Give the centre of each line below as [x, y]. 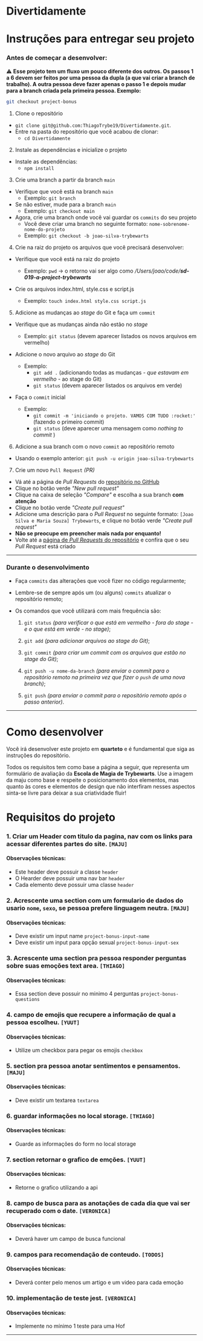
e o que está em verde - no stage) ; [67, 629]
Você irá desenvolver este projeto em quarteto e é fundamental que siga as [101, 749]
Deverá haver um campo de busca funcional [70, 1238]
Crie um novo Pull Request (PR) [55, 470]
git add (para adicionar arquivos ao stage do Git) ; [87, 640]
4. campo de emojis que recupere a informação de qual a [91, 1015]
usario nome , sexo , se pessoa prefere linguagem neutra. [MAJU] [98, 908]
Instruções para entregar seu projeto [100, 39]
